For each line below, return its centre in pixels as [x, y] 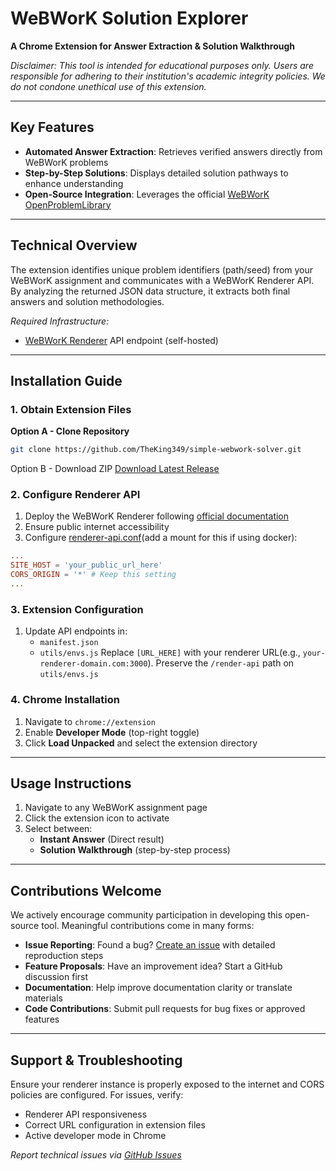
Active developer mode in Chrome [95, 1135]
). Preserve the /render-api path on [221, 663]
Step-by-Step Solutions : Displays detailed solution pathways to [156, 173]
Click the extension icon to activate [97, 818]
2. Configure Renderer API [75, 495]
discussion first [56, 977]
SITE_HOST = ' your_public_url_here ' [86, 565]
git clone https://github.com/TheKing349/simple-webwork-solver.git [156, 450]
